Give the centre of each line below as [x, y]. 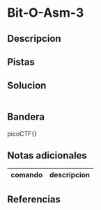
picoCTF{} [22, 134]
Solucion [27, 86]
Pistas [21, 62]
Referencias [34, 199]
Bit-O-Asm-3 [46, 13]
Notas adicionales [47, 155]
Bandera [26, 117]
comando [27, 175]
